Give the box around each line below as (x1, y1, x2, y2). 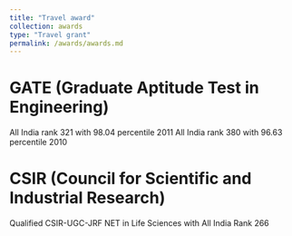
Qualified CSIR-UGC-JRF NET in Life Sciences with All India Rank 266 (9, 218, 269, 229)
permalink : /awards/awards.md (9, 38, 124, 48)
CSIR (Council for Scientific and (9, 169, 252, 189)
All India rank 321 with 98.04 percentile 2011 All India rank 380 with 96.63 (9, 127, 283, 138)
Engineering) (9, 97, 110, 118)
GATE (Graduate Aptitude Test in (9, 78, 260, 98)
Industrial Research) (9, 188, 166, 209)
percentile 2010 (9, 137, 68, 148)
